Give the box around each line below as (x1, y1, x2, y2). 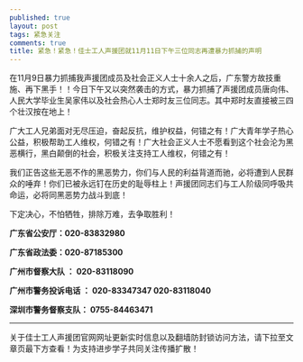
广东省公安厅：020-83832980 (9, 228, 126, 239)
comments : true (9, 38, 67, 48)
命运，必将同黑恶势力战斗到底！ (9, 190, 128, 201)
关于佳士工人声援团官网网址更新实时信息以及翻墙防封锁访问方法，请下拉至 (9, 332, 286, 343)
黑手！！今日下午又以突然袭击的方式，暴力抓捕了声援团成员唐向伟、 (40, 84, 294, 95)
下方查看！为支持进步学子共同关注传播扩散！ (32, 343, 199, 354)
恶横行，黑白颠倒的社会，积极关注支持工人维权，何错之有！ (9, 148, 231, 158)
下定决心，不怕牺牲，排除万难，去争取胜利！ (9, 209, 176, 220)
